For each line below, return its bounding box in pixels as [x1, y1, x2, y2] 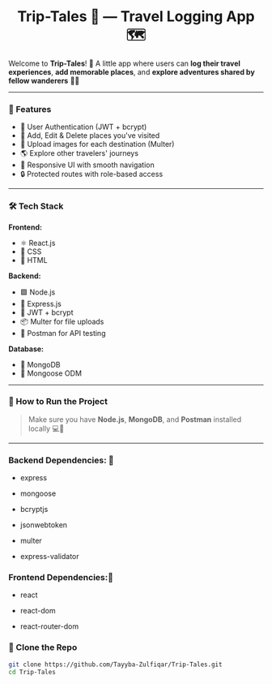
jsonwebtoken [19, 520, 67, 530]
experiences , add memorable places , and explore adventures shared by [8, 67, 255, 76]
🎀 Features [8, 103, 52, 114]
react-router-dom [19, 622, 79, 631]
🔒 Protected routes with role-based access [19, 170, 164, 179]
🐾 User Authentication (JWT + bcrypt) [19, 122, 147, 132]
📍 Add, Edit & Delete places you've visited [19, 131, 160, 140]
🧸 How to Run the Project [8, 396, 108, 407]
